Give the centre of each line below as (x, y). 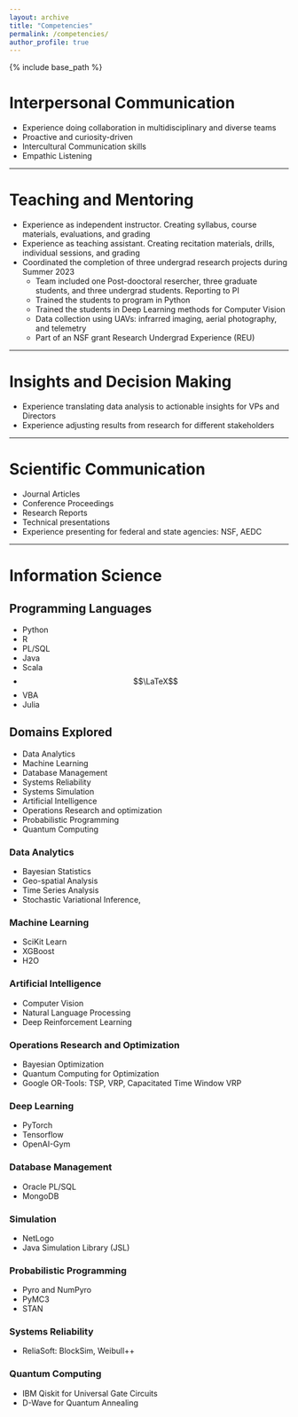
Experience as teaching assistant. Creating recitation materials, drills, (148, 244)
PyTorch (37, 1125)
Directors (39, 416)
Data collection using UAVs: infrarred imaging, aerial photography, (156, 319)
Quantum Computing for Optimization (90, 1073)
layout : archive (39, 17)
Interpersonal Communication (122, 103)
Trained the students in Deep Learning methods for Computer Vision (160, 309)
